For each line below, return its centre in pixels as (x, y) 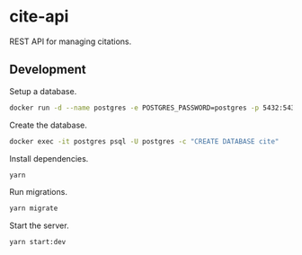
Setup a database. (43, 91)
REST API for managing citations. (71, 41)
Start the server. (39, 225)
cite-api (39, 17)
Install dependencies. (49, 158)
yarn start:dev (38, 242)
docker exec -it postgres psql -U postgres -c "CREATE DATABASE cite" (144, 141)
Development (48, 70)
